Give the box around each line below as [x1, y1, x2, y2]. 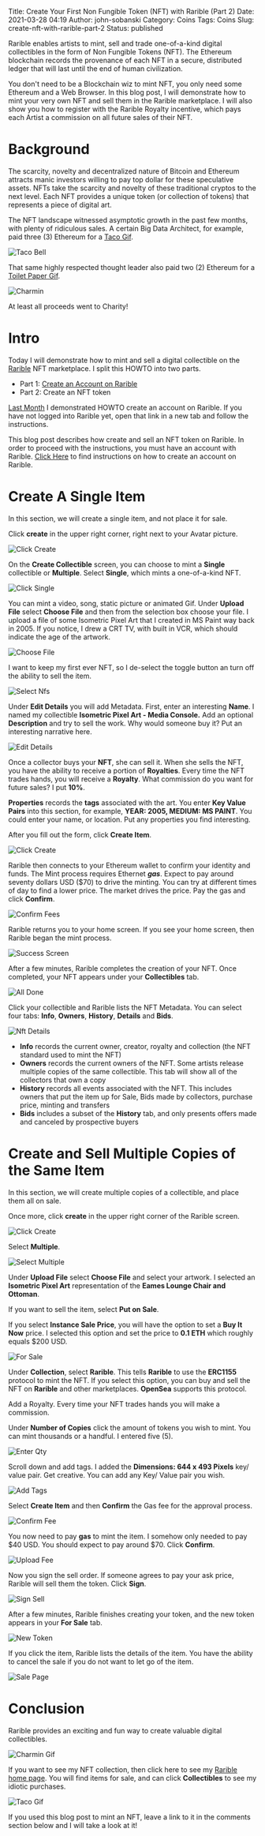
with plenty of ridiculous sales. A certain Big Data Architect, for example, [8, 223, 244, 233]
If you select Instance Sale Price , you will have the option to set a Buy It [8, 1320, 243, 1329]
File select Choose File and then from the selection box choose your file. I [8, 607, 248, 616]
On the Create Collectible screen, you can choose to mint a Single [8, 560, 226, 569]
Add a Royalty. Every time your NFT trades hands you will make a [8, 1399, 221, 1408]
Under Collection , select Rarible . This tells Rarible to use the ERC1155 [8, 1367, 237, 1377]
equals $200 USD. [8, 1336, 68, 1346]
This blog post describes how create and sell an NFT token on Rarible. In [8, 434, 244, 444]
